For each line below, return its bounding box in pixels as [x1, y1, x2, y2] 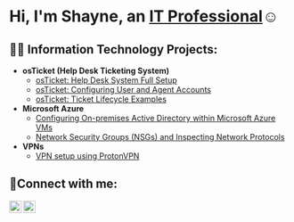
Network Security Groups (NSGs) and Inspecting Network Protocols [35, 132, 285, 142]
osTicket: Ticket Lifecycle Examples [35, 94, 167, 104]
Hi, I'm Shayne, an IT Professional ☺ [9, 6, 279, 27]
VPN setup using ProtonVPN [35, 151, 140, 161]
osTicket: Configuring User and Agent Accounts [35, 85, 212, 95]
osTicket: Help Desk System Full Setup [35, 75, 178, 86]
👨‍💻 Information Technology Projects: [9, 42, 218, 57]
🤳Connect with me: [9, 177, 118, 192]
